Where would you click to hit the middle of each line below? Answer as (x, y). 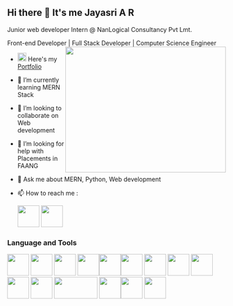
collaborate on (38, 115)
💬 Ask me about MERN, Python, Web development (89, 179)
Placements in (37, 158)
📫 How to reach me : (48, 193)
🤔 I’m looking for (41, 144)
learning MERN (38, 87)
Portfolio (29, 66)
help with (30, 151)
